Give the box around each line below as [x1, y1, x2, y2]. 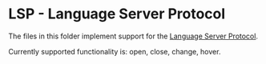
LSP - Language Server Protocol [8, 5, 226, 23]
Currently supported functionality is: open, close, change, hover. [8, 46, 221, 56]
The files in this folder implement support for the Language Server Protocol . [8, 31, 259, 41]
